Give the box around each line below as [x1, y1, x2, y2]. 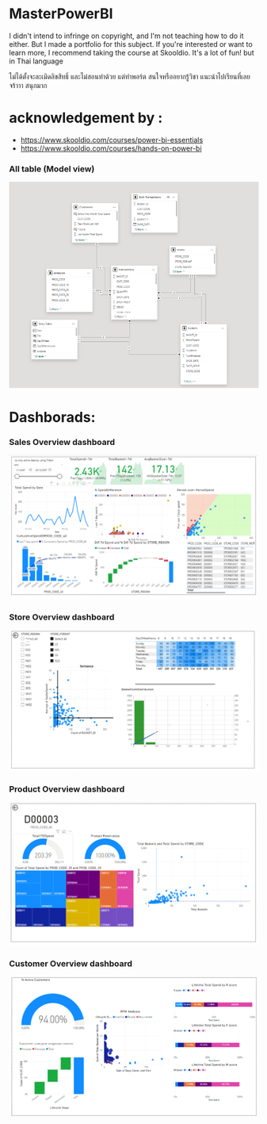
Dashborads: [9, 409, 96, 427]
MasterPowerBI [9, 5, 113, 23]
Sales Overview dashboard [9, 437, 116, 448]
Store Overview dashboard [9, 612, 115, 623]
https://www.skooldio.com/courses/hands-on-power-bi [20, 144, 202, 153]
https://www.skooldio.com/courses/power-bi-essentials [20, 135, 204, 144]
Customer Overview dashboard [9, 957, 133, 969]
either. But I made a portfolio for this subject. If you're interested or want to [9, 39, 253, 48]
